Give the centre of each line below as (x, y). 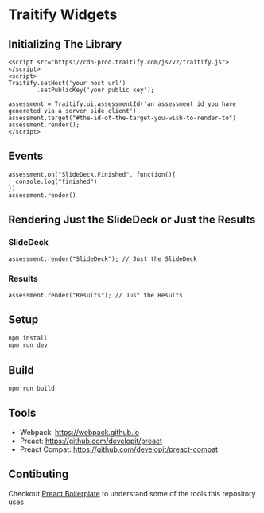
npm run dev (28, 345)
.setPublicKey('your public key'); (96, 90)
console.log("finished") (56, 181)
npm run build (32, 389)
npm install (28, 338)
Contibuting (39, 474)
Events (26, 156)
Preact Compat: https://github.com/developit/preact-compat (119, 449)
